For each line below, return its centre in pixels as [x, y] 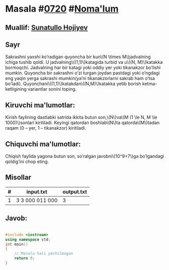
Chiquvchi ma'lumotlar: [43, 144]
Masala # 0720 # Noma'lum [62, 9]
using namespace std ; [28, 239]
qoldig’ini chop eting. [27, 162]
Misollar [18, 178]
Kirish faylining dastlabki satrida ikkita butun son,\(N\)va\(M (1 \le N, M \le [81, 118]
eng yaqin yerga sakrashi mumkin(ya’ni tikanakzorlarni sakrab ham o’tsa [80, 79]
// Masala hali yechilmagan [44, 254]
